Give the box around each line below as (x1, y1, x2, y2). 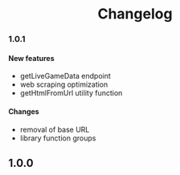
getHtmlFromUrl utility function (19, 88, 123, 98)
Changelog (97, 5, 173, 23)
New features (8, 53, 55, 63)
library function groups (19, 133, 96, 143)
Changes (8, 106, 39, 116)
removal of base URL (19, 124, 90, 134)
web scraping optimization (19, 79, 108, 89)
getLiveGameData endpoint (19, 71, 111, 81)
